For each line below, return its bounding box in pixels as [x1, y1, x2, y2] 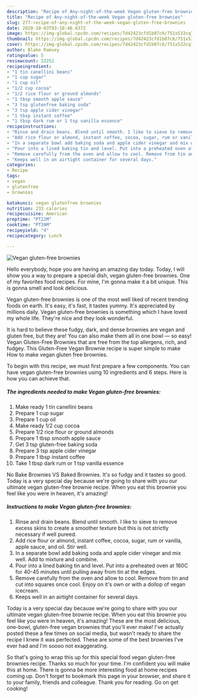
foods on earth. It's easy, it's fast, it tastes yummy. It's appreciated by [6, 302, 175, 309]
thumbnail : [6, 36, 33, 42]
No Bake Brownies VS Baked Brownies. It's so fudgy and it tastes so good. [6, 471, 187, 478]
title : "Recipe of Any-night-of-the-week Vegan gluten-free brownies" [6, 14, 183, 20]
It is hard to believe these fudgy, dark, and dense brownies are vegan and [6, 326, 185, 333]
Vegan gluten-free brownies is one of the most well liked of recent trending [6, 296, 189, 303]
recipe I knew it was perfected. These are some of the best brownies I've [6, 636, 184, 643]
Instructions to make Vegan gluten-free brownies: [6, 503, 132, 510]
